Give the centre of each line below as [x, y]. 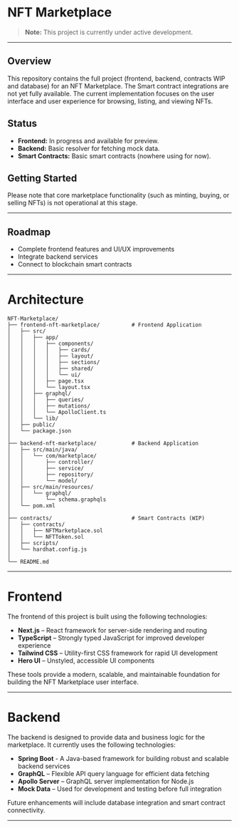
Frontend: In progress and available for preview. [88, 140]
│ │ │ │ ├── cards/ [49, 350]
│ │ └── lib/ [33, 419]
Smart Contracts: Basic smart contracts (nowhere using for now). [114, 156]
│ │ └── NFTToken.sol [46, 537]
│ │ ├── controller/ [51, 462]
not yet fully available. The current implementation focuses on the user [111, 93]
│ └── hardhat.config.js [47, 549]
